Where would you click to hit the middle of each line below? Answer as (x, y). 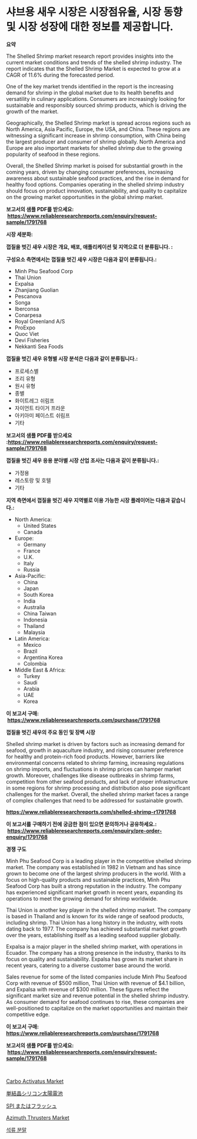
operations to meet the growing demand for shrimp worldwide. (82, 898)
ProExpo (25, 328)
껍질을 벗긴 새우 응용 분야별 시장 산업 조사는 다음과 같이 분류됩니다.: (83, 460)
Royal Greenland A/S (40, 321)
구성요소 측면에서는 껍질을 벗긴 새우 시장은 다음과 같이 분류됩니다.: (81, 259)
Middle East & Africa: (40, 670)
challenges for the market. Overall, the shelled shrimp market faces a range (98, 794)
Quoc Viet (27, 333)
